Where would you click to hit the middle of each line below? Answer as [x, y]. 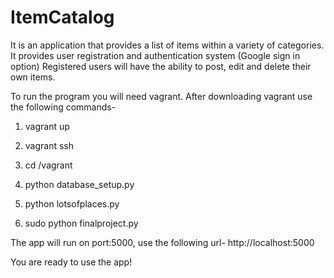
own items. [33, 77]
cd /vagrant [48, 165]
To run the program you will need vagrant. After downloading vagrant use [161, 96]
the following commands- [63, 107]
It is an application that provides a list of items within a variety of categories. [167, 45]
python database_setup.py [79, 184]
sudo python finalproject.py [81, 223]
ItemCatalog [62, 17]
